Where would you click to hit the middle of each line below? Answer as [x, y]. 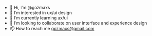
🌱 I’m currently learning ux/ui [39, 18]
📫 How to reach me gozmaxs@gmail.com [52, 28]
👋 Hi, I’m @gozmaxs [30, 8]
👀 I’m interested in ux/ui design [41, 13]
